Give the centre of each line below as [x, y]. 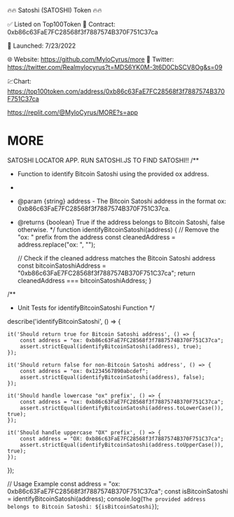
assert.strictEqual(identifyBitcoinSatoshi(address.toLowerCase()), [122, 408]
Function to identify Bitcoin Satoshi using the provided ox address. [113, 174]
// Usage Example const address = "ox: [64, 483]
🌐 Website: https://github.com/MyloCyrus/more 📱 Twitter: [91, 59]
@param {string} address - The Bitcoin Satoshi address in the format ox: [122, 201]
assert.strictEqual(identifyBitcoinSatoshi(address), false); [112, 377]
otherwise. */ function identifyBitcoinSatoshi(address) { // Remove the [118, 229]
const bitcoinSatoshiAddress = [62, 266]
